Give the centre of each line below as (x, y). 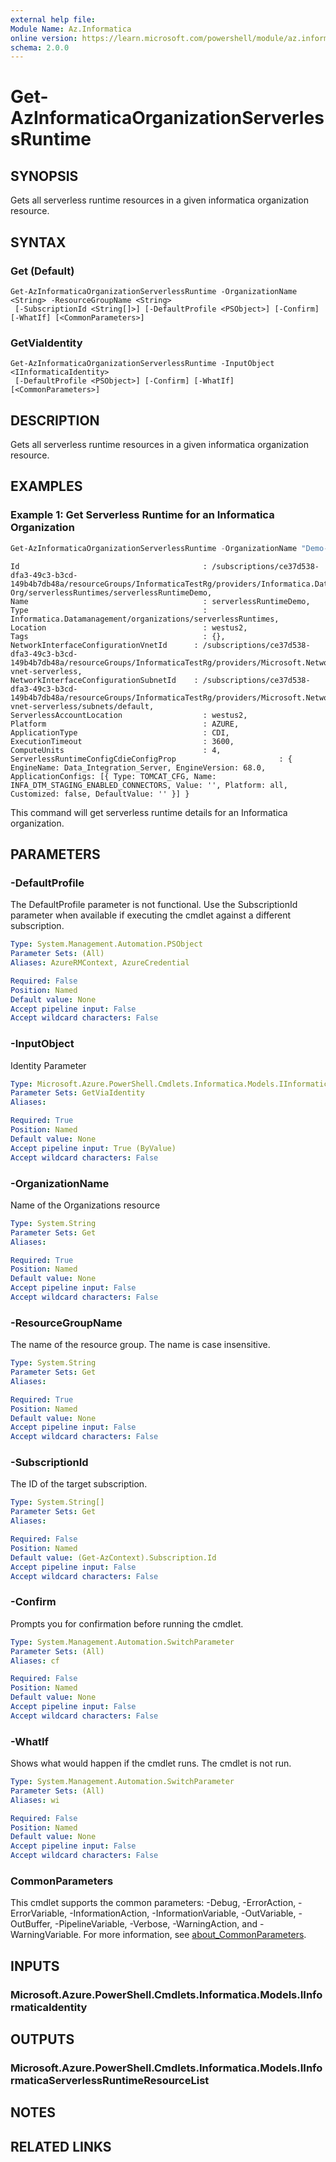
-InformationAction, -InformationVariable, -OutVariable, (183, 1913)
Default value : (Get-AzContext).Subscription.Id (113, 1557)
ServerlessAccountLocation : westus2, (129, 715)
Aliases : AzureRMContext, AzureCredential (100, 963)
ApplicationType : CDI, (120, 732)
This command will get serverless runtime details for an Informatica (149, 812)
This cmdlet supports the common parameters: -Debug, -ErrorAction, (153, 1903)
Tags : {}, (118, 636)
